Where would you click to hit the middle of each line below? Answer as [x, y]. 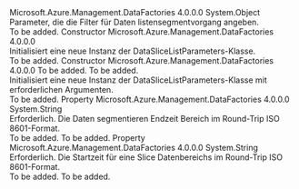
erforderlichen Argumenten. [61, 90]
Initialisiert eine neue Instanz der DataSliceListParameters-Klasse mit [139, 80]
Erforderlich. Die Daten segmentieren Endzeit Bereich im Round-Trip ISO [145, 119]
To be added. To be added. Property [77, 138]
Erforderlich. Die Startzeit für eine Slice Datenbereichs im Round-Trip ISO [146, 157]
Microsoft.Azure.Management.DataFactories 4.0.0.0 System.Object [135, 12]
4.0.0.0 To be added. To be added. [74, 70]
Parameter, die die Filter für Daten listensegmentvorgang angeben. [134, 22]
